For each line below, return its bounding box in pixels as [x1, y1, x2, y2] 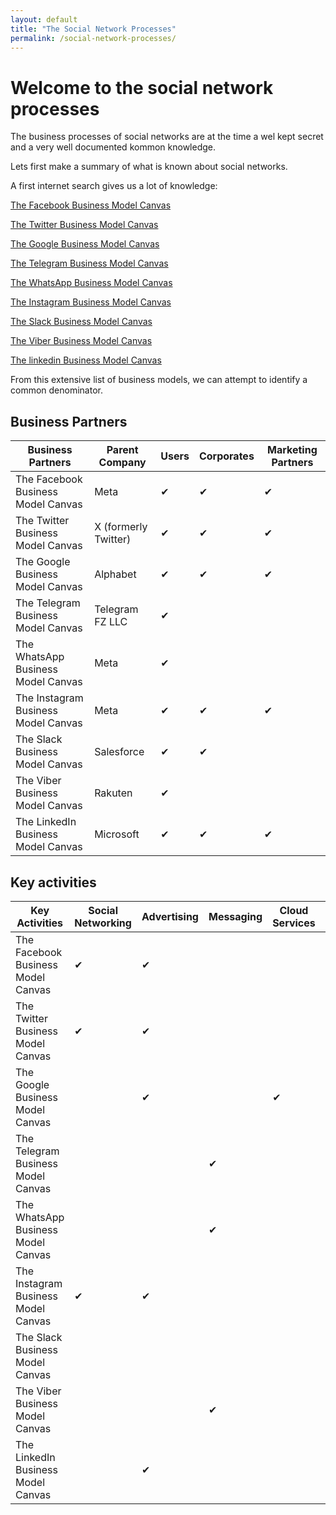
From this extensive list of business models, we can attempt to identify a [10, 374, 308, 386]
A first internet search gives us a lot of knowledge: [10, 180, 218, 192]
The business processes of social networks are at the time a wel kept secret [10, 131, 324, 143]
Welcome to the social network [10, 76, 274, 99]
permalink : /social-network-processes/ [10, 33, 177, 43]
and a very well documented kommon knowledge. [10, 141, 216, 153]
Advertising [141, 909, 199, 923]
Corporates [198, 449, 255, 463]
